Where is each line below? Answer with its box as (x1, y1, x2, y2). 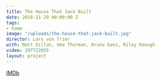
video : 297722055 (6, 48, 49, 53)
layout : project (6, 53, 46, 59)
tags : (6, 20, 20, 26)
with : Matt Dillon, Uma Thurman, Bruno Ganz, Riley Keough (6, 42, 156, 48)
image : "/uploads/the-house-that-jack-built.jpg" (6, 31, 132, 37)
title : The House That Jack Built (6, 8, 92, 15)
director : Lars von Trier (6, 36, 70, 42)
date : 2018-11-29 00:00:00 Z (6, 14, 78, 20)
